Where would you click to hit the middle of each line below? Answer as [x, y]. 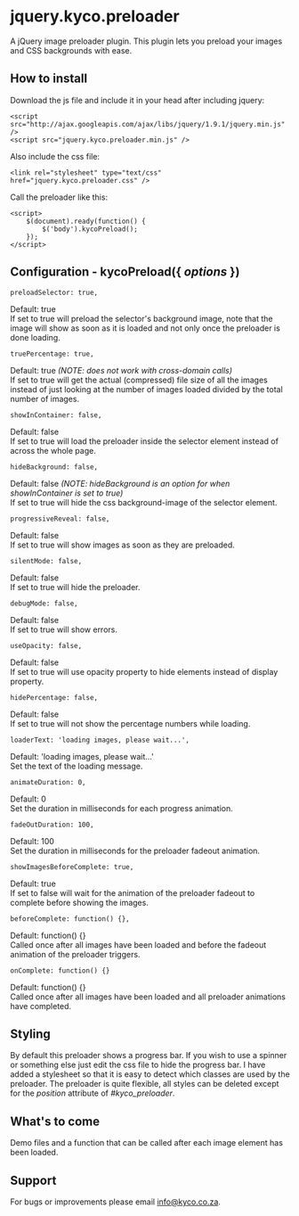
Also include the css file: [55, 156]
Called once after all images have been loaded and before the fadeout [138, 945]
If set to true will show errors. [64, 629]
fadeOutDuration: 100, [52, 825]
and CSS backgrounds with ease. [71, 50]
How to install [49, 79]
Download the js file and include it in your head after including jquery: [137, 100]
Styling [31, 1034]
